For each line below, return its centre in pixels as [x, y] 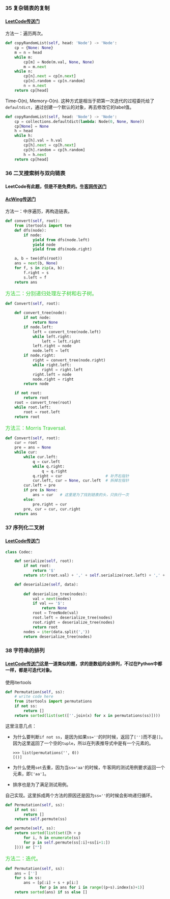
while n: [24, 72]
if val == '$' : [49, 603]
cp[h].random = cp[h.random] [54, 150]
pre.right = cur [50, 504]
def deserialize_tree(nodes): [55, 594]
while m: [24, 57]
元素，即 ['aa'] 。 [31, 774]
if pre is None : [41, 490]
